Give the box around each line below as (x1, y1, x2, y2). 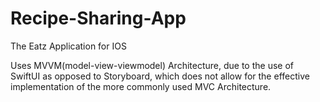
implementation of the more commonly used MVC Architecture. (10, 80, 272, 92)
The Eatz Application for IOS (10, 40, 127, 52)
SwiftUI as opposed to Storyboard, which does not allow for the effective (10, 70, 310, 82)
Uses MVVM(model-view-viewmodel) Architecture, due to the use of (10, 59, 294, 71)
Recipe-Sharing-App (10, 7, 187, 30)
